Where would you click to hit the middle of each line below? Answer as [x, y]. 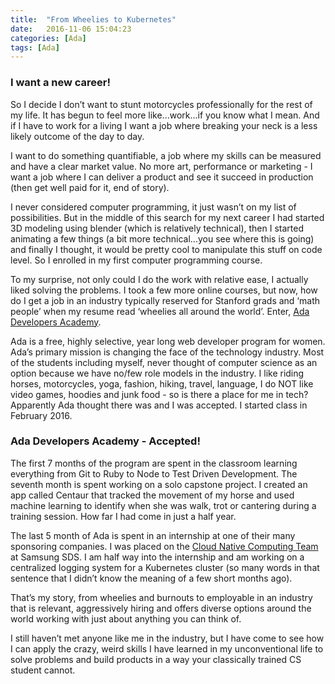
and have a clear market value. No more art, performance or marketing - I [161, 166]
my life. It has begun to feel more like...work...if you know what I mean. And [165, 115]
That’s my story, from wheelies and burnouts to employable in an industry [161, 597]
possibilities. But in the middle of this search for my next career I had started [167, 217]
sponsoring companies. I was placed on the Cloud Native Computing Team [164, 546]
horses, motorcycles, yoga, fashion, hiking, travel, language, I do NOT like [162, 383]
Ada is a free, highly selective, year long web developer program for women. [168, 341]
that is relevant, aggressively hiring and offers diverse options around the [161, 608]
